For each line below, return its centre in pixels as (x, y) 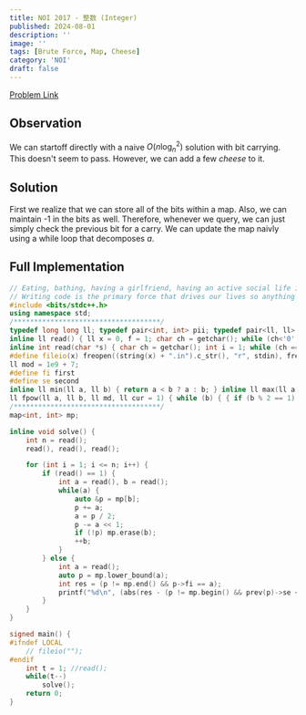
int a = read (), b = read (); (113, 482)
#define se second (44, 381)
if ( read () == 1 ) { (79, 474)
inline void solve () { (52, 431)
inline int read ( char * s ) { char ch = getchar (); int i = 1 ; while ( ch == (154, 347)
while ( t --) (46, 677)
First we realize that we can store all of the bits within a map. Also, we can (148, 209)
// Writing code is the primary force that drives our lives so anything (153, 296)
